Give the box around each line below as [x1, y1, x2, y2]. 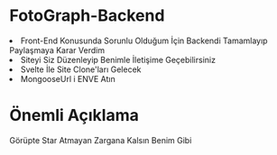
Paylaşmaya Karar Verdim [9, 44, 106, 55]
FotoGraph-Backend [9, 5, 165, 26]
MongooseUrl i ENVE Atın [21, 73, 115, 84]
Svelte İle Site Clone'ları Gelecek [21, 64, 142, 75]
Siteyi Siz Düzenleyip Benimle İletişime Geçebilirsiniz [21, 54, 217, 65]
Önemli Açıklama [9, 105, 140, 126]
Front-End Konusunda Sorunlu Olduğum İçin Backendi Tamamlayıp [21, 35, 268, 46]
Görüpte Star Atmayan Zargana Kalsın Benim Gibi [9, 134, 192, 145]
